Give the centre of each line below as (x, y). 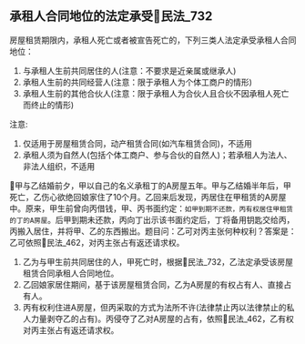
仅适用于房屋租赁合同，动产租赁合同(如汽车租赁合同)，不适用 (137, 143)
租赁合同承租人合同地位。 (71, 273)
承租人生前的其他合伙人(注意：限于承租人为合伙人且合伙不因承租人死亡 (156, 93)
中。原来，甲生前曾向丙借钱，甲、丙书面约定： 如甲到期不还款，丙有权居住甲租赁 (152, 208)
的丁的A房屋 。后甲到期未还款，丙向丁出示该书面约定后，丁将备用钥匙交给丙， (152, 219)
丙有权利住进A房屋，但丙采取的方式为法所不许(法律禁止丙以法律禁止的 (154, 307)
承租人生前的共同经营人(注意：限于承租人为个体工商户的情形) (137, 82)
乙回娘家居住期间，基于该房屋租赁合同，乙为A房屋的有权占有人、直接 (153, 284)
